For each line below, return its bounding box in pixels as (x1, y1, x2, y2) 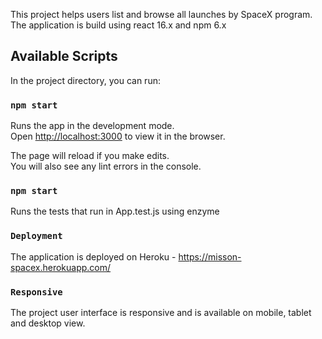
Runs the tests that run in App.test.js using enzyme (10, 205, 220, 218)
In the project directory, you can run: (10, 74, 161, 86)
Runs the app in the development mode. (10, 120, 175, 132)
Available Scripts (10, 48, 118, 65)
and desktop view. (10, 317, 86, 329)
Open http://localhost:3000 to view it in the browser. (10, 130, 226, 143)
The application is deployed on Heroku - (10, 250, 177, 263)
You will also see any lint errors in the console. (10, 160, 202, 173)
